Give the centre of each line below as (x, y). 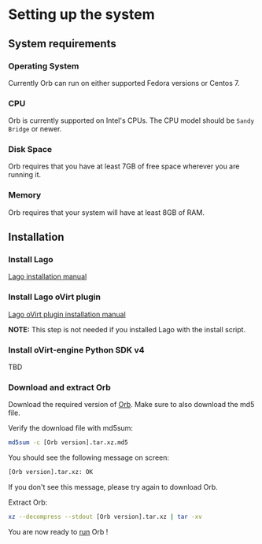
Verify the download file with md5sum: (71, 428)
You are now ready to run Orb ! (58, 531)
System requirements (62, 44)
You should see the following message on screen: (89, 457)
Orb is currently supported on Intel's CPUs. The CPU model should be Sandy (131, 120)
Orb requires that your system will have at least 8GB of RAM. (106, 212)
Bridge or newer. (35, 129)
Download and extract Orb (60, 387)
